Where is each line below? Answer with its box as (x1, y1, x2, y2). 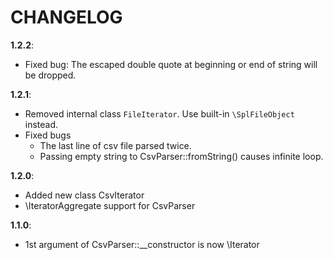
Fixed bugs (24, 129, 72, 141)
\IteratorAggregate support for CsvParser (24, 199, 196, 211)
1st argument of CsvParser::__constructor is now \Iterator (24, 238, 260, 250)
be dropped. (24, 69, 77, 81)
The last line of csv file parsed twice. (39, 139, 192, 151)
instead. (24, 118, 59, 130)
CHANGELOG (10, 6, 123, 29)
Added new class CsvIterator (24, 189, 145, 201)
